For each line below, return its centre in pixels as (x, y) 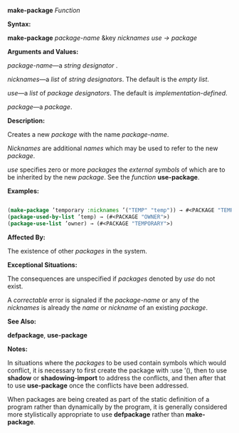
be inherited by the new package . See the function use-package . (103, 177)
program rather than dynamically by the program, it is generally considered (117, 407)
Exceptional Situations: (42, 265)
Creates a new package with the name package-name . (88, 134)
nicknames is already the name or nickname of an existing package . (108, 307)
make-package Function (44, 10)
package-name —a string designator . (63, 66)
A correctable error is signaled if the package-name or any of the (103, 300)
